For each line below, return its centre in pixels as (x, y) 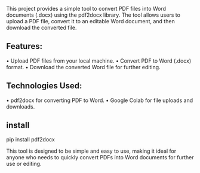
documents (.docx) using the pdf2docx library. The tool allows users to (93, 15)
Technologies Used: (44, 86)
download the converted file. (41, 27)
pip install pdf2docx (30, 140)
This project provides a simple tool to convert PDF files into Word (86, 9)
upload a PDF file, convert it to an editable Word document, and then (90, 21)
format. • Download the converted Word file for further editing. (83, 67)
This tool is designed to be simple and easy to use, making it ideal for (91, 151)
